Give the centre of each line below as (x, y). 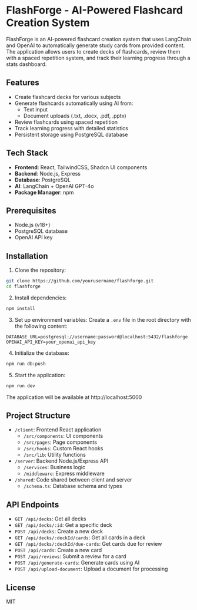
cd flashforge (24, 286)
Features (23, 83)
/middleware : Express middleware (64, 474)
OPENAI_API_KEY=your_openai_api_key (51, 342)
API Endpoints (33, 505)
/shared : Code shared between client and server (73, 480)
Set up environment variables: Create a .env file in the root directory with (103, 319)
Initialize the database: (42, 353)
